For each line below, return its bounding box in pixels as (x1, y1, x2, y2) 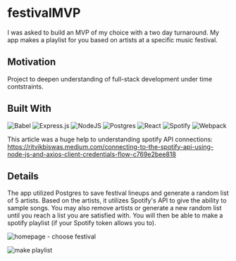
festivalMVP (7, 5, 81, 21)
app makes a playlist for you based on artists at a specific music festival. (7, 35, 218, 44)
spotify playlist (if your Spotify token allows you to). (7, 219, 156, 227)
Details (7, 170, 39, 182)
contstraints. (7, 82, 44, 91)
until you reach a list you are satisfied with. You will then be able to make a (7, 211, 223, 219)
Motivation (7, 56, 56, 68)
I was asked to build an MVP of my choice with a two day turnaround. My (7, 28, 220, 37)
